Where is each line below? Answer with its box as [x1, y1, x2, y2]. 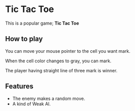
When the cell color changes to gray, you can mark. [5, 58, 111, 64]
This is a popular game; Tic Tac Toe [5, 20, 79, 26]
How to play [5, 35, 43, 43]
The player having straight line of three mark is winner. [5, 67, 117, 73]
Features [5, 82, 33, 91]
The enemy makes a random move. [12, 95, 85, 101]
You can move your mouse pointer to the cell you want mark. [5, 48, 130, 54]
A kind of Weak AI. [12, 100, 51, 106]
